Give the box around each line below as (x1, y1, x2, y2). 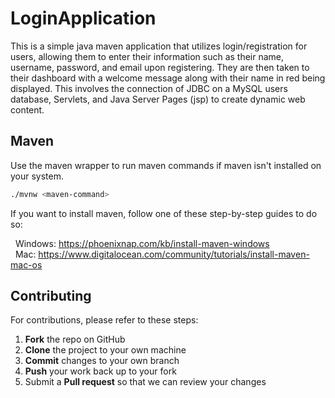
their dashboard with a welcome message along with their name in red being (10, 72, 326, 84)
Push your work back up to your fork (24, 365, 177, 377)
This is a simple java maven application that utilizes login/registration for (10, 40, 308, 52)
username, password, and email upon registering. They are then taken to (10, 61, 310, 73)
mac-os (10, 258, 43, 271)
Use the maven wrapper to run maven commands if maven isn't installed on (10, 159, 322, 171)
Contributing (10, 288, 92, 305)
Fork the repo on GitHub (24, 333, 126, 346)
